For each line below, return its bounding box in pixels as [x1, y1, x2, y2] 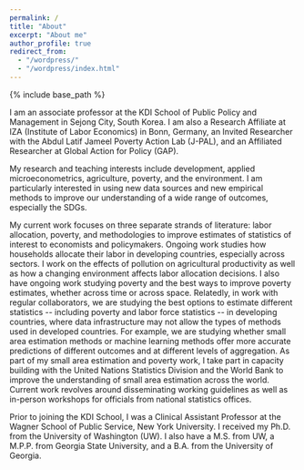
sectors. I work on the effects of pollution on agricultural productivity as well [9, 258, 296, 269]
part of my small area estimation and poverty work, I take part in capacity [9, 354, 284, 365]
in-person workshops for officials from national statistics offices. [9, 393, 252, 404]
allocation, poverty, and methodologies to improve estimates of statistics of [9, 229, 292, 240]
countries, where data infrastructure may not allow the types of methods [9, 316, 282, 327]
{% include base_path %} [9, 88, 106, 100]
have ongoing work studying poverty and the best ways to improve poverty [9, 277, 291, 288]
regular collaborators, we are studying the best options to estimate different [9, 297, 293, 308]
